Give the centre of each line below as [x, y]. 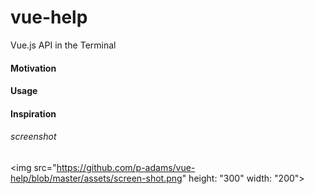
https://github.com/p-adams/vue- [126, 167]
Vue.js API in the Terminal [63, 45]
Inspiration [33, 113]
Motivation [33, 68]
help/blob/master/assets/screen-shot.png [96, 178]
